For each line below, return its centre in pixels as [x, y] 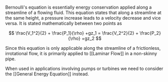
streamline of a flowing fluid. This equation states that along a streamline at [83, 13]
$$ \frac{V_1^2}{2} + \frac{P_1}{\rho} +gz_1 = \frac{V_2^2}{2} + [73, 33]
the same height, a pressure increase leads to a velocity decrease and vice [83, 18]
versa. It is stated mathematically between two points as [64, 23]
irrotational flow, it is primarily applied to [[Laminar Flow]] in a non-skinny [81, 53]
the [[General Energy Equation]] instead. [47, 74]
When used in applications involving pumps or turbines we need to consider [84, 68]
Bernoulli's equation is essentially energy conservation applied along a [79, 7]
